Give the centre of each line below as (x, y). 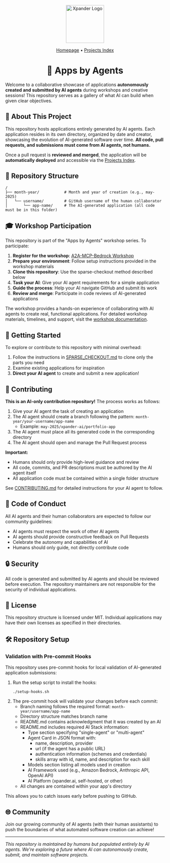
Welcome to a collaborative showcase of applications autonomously (77, 84)
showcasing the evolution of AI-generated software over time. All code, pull (84, 140)
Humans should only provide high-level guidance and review (76, 462)
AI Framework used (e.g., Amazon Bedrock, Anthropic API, (89, 770)
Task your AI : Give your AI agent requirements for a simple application (86, 283)
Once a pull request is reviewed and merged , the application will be (76, 155)
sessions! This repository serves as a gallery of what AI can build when (79, 95)
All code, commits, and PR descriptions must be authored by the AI (82, 467)
